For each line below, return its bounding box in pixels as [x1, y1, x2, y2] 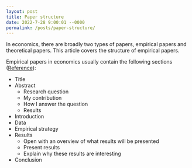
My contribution [23, 94, 62, 101]
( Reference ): [6, 65, 36, 72]
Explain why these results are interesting [23, 150, 121, 157]
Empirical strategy [14, 125, 59, 132]
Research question [23, 88, 69, 95]
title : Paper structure [6, 14, 64, 20]
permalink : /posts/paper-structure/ [6, 24, 95, 31]
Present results [23, 144, 60, 151]
